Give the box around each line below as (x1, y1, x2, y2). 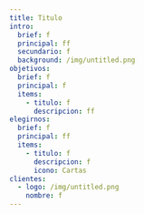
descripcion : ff (33, 107, 95, 116)
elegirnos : (9, 115, 51, 124)
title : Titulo (9, 13, 63, 23)
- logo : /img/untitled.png (17, 183, 120, 192)
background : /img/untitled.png (17, 56, 136, 65)
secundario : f (17, 47, 71, 56)
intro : (9, 22, 34, 31)
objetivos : (9, 65, 51, 74)
